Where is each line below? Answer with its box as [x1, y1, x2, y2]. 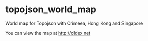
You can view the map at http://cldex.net [5, 30, 91, 36]
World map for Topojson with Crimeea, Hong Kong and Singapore [5, 20, 143, 26]
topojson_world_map [5, 4, 97, 15]
